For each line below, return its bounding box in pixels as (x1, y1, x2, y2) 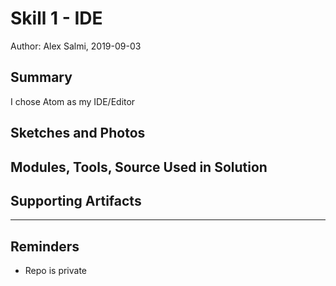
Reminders (10, 238, 80, 255)
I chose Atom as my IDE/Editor (10, 95, 136, 107)
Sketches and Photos (10, 125, 146, 142)
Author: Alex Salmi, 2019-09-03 (10, 40, 142, 52)
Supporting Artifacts (10, 192, 142, 209)
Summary (10, 69, 73, 86)
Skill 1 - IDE (10, 7, 103, 30)
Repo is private (24, 265, 88, 277)
